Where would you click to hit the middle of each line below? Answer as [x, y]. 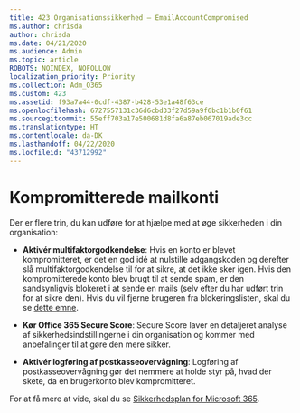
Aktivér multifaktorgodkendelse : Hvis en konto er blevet [129, 249]
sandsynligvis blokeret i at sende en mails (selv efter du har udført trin [153, 288]
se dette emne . [51, 307]
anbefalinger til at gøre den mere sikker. [97, 344]
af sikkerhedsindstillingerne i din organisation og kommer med [138, 334]
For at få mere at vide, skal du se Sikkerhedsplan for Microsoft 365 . [135, 399]
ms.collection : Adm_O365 [56, 85]
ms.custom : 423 [38, 93]
